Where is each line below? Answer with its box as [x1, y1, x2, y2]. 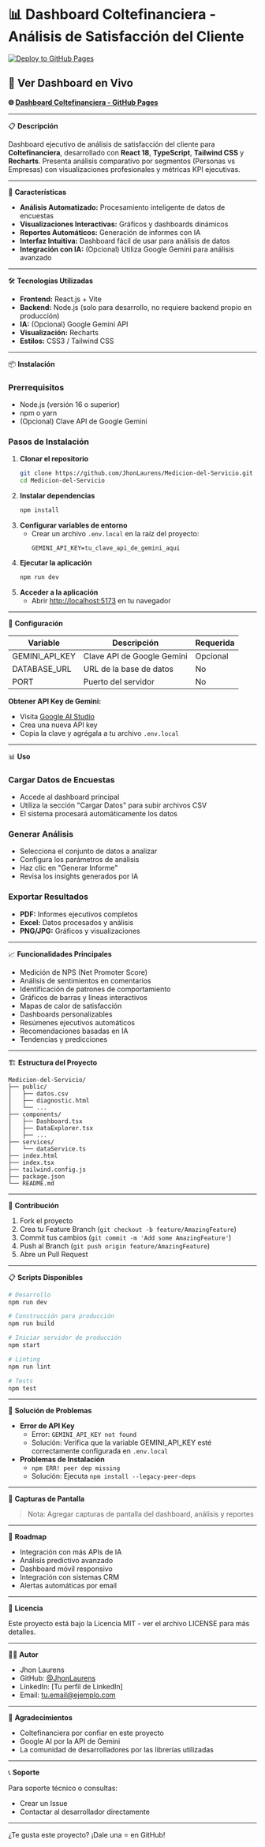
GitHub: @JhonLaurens [19, 1673, 96, 1683]
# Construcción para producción [8, 1312, 114, 1320]
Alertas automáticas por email [19, 1581, 117, 1591]
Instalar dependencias [19, 491, 95, 501]
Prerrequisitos [8, 382, 65, 393]
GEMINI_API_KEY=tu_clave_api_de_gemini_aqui [31, 544, 181, 552]
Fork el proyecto [19, 1215, 73, 1226]
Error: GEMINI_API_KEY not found [31, 1430, 136, 1439]
